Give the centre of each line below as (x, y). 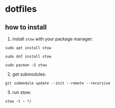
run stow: (22, 92)
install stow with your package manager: (52, 39)
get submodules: (29, 74)
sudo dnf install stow (28, 56)
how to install (26, 27)
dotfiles (21, 9)
